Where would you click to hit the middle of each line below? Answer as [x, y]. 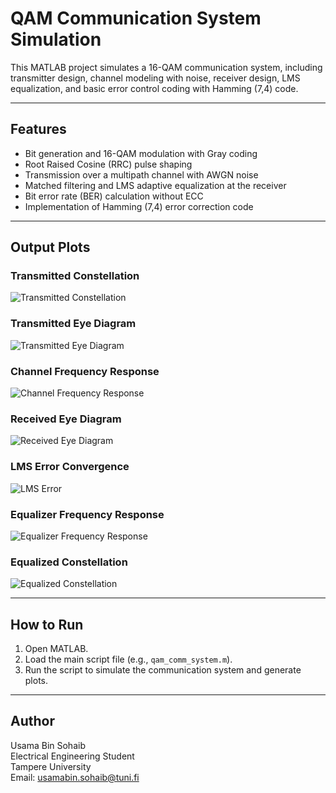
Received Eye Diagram [66, 419]
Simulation [56, 39]
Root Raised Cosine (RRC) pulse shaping [108, 164]
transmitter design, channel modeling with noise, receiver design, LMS [155, 78]
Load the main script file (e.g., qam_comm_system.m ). [128, 659]
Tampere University [51, 766]
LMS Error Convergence [70, 467]
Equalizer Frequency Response [87, 514]
